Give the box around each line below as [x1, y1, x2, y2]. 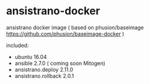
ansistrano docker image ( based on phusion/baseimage [6, 24, 144, 31]
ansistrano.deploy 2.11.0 [14, 66, 74, 73]
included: [6, 42, 29, 49]
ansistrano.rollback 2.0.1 [14, 72, 74, 79]
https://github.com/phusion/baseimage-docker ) [6, 30, 125, 37]
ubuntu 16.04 [14, 53, 47, 60]
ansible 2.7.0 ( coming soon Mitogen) [14, 60, 106, 67]
